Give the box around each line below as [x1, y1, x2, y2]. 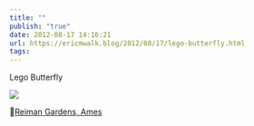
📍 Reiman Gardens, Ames [9, 106, 103, 118]
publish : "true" [9, 22, 71, 31]
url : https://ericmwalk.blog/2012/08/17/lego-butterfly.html [9, 38, 246, 48]
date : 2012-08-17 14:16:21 [9, 30, 112, 39]
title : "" [9, 13, 47, 23]
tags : [9, 47, 30, 56]
